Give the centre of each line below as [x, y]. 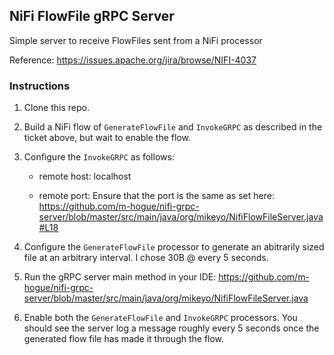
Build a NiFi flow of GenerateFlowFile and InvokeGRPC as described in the [173, 127]
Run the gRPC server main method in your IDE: [120, 277]
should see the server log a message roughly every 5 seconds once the [171, 328]
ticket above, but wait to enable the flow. [107, 138]
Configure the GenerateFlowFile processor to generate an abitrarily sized [174, 247]
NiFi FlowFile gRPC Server [92, 16]
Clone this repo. [56, 108]
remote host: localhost [85, 176]
